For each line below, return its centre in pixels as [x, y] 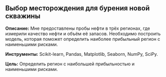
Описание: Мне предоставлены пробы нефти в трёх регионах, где [78, 28]
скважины [23, 16]
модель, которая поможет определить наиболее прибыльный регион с [83, 39]
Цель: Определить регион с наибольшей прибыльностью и [70, 64]
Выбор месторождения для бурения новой [77, 8]
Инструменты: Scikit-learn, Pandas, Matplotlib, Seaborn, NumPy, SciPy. [82, 54]
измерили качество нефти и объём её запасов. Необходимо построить [83, 33]
